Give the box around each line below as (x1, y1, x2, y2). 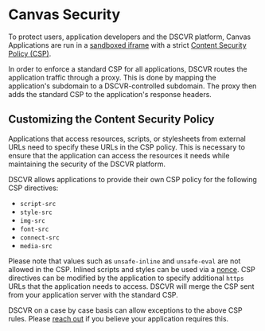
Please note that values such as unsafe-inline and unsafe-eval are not (8, 256, 241, 266)
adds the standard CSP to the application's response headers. (8, 89, 212, 99)
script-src (19, 200, 57, 208)
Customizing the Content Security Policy (8, 113, 215, 127)
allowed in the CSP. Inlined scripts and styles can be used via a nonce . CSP (8, 264, 256, 274)
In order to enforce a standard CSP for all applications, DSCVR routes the (8, 64, 248, 73)
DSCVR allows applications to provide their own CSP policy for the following (8, 174, 257, 184)
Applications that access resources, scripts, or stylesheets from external (8, 134, 247, 143)
